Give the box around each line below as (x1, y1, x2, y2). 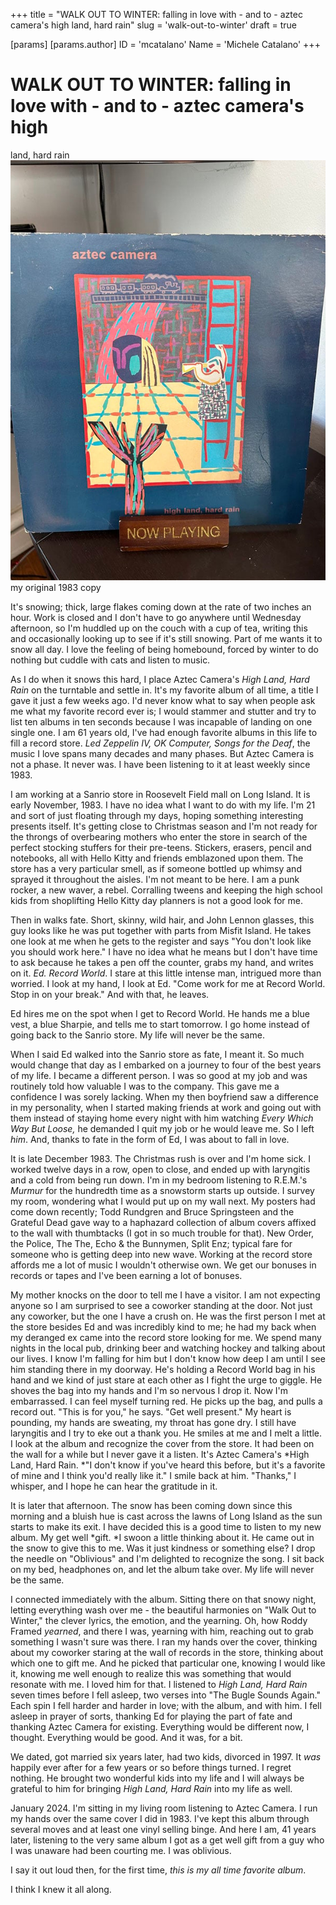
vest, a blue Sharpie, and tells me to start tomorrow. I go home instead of (10, 1018, 310, 1030)
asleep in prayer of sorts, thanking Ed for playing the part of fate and (10, 1710, 293, 1722)
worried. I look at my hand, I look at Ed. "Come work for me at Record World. (10, 977, 326, 989)
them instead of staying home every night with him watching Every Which (10, 1112, 314, 1124)
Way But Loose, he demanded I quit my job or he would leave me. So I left (10, 1122, 315, 1134)
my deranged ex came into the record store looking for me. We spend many (10, 1331, 322, 1343)
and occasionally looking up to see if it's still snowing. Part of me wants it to (10, 632, 323, 644)
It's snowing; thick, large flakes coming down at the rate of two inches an (10, 600, 312, 613)
